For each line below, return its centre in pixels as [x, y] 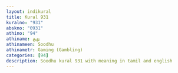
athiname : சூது [23, 39]
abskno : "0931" [25, 28]
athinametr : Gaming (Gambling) [44, 50]
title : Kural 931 [27, 17]
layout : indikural [29, 11]
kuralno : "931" [25, 22]
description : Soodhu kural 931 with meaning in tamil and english [89, 61]
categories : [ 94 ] [27, 55]
